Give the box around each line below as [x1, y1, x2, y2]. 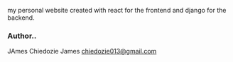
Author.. [7, 31, 37, 41]
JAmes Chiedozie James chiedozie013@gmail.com [7, 47, 157, 56]
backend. [7, 13, 35, 22]
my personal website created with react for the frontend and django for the [7, 6, 227, 14]
